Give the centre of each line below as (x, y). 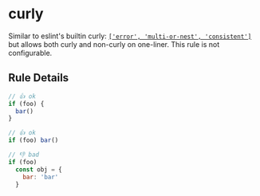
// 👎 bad (24, 155)
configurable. (30, 53)
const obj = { (39, 169)
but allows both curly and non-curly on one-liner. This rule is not (114, 44)
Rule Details (39, 78)
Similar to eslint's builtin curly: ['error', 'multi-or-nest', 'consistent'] (130, 36)
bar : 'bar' (41, 177)
